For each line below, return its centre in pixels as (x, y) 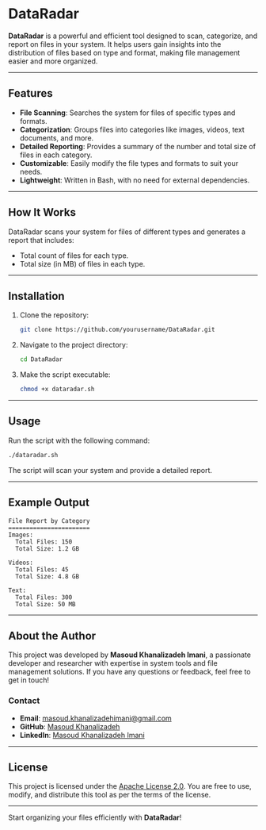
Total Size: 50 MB (46, 604)
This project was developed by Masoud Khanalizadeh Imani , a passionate (130, 655)
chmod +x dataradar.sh (57, 390)
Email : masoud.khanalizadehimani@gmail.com (95, 718)
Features (30, 93)
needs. (31, 171)
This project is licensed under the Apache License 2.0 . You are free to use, (130, 786)
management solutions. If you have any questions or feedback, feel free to (129, 672)
